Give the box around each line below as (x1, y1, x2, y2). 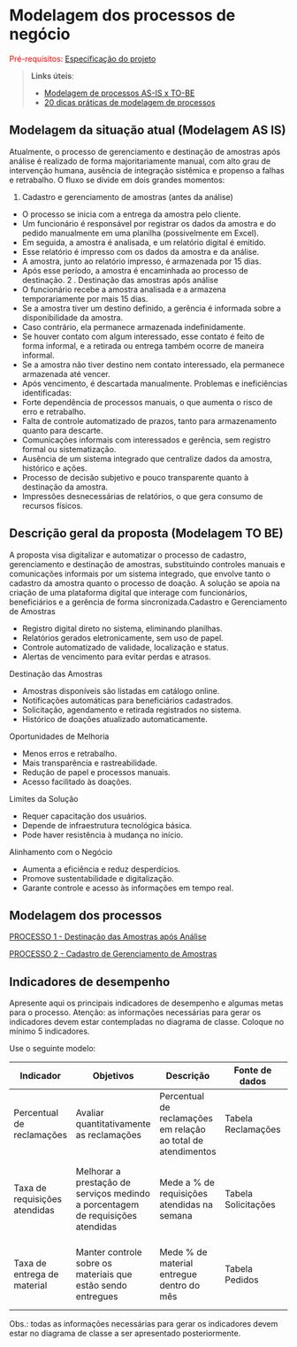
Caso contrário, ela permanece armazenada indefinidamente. (21, 321, 246, 332)
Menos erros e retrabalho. (21, 748, 118, 758)
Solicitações (225, 1198, 276, 1211)
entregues (75, 1290, 118, 1303)
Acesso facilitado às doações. (21, 776, 133, 787)
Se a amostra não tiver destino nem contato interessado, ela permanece (21, 359, 286, 370)
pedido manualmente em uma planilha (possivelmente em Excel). (21, 227, 259, 238)
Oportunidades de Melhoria (9, 731, 110, 742)
